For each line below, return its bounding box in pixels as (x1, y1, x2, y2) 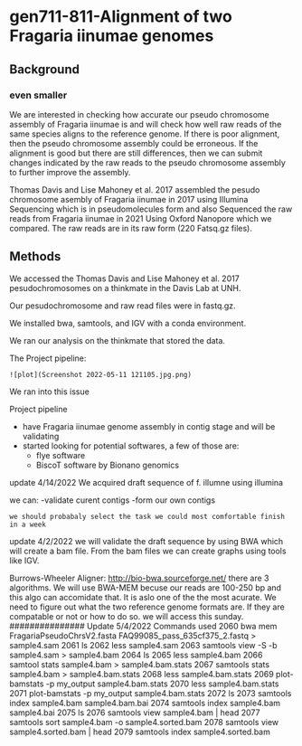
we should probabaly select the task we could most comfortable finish (9, 512, 285, 521)
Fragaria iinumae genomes (9, 25, 214, 46)
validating (22, 430, 60, 441)
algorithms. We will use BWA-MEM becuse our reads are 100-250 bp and (9, 581, 282, 593)
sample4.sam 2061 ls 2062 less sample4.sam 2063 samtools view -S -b (9, 639, 278, 650)
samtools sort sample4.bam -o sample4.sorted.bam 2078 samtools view (9, 716, 279, 727)
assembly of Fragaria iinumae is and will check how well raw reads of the (9, 118, 282, 129)
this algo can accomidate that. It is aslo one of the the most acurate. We (9, 591, 278, 602)
